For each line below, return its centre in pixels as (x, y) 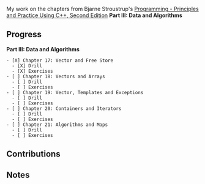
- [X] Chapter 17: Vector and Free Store (60, 61)
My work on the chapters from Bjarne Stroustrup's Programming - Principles (102, 9)
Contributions (33, 154)
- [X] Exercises (32, 71)
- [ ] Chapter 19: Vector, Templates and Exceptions (75, 92)
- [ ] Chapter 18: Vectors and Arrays (56, 76)
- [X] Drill (27, 66)
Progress (24, 35)
